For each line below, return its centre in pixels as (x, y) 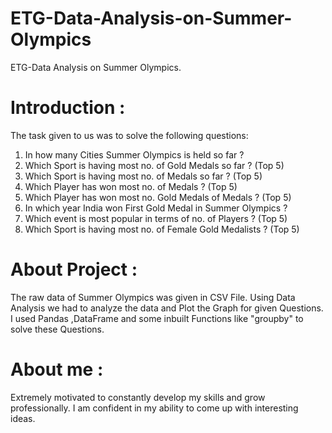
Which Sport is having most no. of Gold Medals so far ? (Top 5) (154, 165)
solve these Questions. (57, 329)
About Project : (74, 269)
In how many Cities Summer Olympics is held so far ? (134, 154)
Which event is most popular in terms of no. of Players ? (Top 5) (156, 218)
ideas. (23, 418)
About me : (57, 369)
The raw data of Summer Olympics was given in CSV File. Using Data (153, 297)
